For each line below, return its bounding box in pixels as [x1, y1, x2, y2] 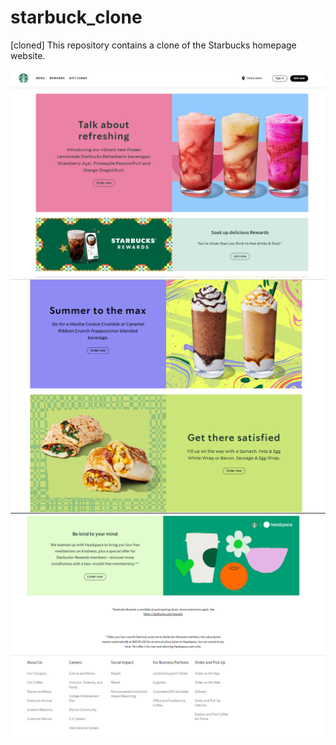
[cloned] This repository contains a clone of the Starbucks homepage [10, 39, 297, 51]
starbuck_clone [10, 6, 143, 29]
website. [10, 49, 46, 61]
